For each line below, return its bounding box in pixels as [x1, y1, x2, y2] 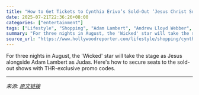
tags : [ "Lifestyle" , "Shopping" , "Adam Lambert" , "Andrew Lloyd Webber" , [6, 25, 192, 31]
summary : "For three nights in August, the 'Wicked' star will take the [6, 31, 190, 37]
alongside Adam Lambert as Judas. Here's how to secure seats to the [6, 58, 176, 65]
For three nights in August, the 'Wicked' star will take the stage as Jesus [6, 53, 182, 59]
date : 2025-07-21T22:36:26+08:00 [6, 14, 89, 20]
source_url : [6, 36, 36, 42]
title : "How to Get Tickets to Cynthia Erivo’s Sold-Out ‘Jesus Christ [6, 8, 187, 15]
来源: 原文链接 [6, 83, 40, 89]
